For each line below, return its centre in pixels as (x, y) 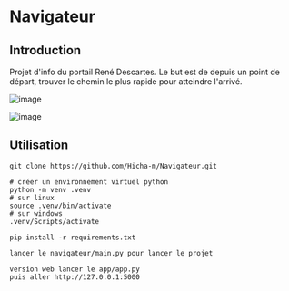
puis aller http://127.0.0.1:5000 (75, 277)
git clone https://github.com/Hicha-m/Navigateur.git (114, 166)
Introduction (45, 50)
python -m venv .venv (50, 189)
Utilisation (39, 145)
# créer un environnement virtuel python (89, 182)
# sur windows (36, 213)
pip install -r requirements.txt (73, 238)
